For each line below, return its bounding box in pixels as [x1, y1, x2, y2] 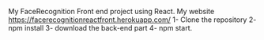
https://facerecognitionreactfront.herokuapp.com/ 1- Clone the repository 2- [8, 15, 257, 24]
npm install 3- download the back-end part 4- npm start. [8, 24, 193, 32]
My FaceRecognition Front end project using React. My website [8, 7, 215, 16]
